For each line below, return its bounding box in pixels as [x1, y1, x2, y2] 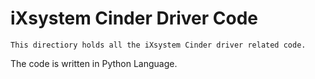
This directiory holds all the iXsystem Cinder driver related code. [10, 40, 307, 50]
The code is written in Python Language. [10, 57, 178, 69]
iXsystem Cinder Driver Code [10, 7, 258, 30]
